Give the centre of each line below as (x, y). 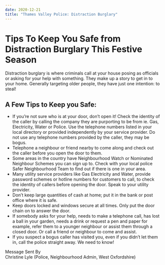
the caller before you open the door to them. (57, 153)
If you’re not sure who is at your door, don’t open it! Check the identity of (86, 116)
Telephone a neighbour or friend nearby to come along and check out (83, 148)
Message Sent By (23, 252)
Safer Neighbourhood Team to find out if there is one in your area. (79, 169)
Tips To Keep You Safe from (63, 39)
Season (21, 59)
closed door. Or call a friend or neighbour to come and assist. (74, 232)
